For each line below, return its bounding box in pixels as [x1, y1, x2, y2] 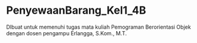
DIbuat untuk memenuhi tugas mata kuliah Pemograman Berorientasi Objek [6, 23, 191, 30]
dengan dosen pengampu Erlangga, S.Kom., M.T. [6, 29, 127, 36]
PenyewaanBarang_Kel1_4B [6, 4, 146, 17]
